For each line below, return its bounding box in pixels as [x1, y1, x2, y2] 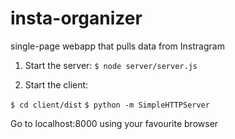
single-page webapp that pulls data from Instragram [10, 40, 225, 52]
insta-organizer [10, 7, 143, 30]
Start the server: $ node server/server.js [24, 59, 198, 71]
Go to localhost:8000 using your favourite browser [10, 117, 219, 129]
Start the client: [24, 78, 89, 91]
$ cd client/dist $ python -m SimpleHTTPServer [10, 100, 210, 110]
